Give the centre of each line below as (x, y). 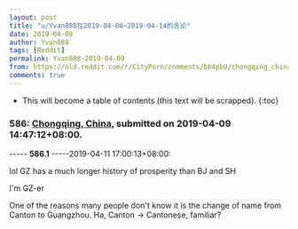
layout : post (33, 17)
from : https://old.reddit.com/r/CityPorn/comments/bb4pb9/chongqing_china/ (152, 67)
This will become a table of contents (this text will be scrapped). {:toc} (150, 100)
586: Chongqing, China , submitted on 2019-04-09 (120, 123)
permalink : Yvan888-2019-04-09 (67, 59)
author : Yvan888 (39, 42)
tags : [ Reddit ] (37, 51)
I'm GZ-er (27, 188)
